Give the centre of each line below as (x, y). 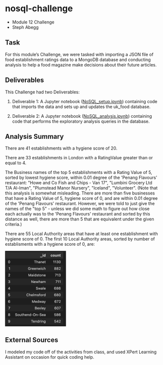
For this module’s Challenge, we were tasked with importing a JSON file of (79, 54)
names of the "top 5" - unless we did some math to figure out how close (77, 209)
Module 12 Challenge (33, 22)
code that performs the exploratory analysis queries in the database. (81, 121)
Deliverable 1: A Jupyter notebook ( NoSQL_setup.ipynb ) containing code (85, 101)
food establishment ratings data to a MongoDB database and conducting (78, 60)
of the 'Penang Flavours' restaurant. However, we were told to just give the (80, 204)
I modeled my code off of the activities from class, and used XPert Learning (81, 352)
